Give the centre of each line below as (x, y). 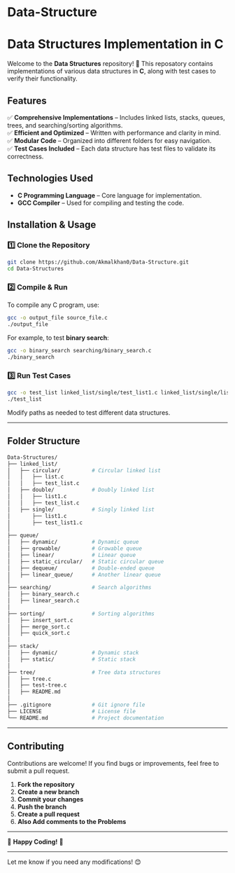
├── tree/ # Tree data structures (84, 672)
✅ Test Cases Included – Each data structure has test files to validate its (112, 149)
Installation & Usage (52, 225)
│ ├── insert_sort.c (40, 620)
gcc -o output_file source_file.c (58, 318)
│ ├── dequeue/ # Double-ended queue (81, 568)
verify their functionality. (43, 78)
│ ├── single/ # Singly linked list (81, 509)
